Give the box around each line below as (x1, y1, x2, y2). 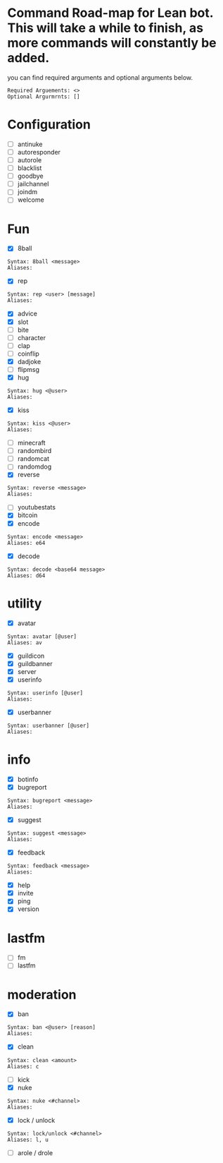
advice (17, 309, 37, 318)
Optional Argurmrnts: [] (7, 93, 80, 100)
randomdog (17, 462, 51, 471)
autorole (17, 156, 42, 164)
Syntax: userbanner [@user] (7, 722, 90, 729)
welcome (17, 195, 44, 204)
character (17, 333, 46, 342)
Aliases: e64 (7, 539, 46, 546)
